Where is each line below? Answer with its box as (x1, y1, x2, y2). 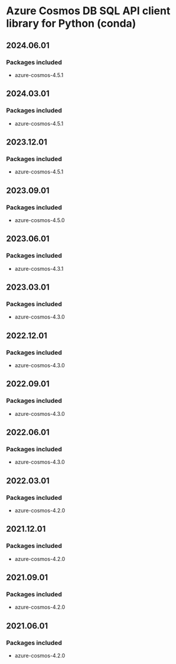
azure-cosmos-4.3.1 (14, 265, 64, 272)
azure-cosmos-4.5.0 (14, 216, 65, 223)
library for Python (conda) (6, 17, 136, 30)
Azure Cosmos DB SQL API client (6, 4, 171, 18)
